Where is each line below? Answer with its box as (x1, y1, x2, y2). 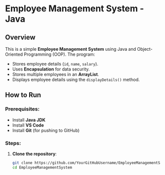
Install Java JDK (12, 117, 46, 123)
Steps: (5, 140, 21, 146)
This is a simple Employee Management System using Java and (5, 46, 136, 52)
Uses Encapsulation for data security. (12, 66, 90, 72)
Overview (5, 33, 36, 41)
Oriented (5, 51, 23, 57)
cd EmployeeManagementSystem (12, 165, 72, 170)
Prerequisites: (5, 105, 40, 112)
